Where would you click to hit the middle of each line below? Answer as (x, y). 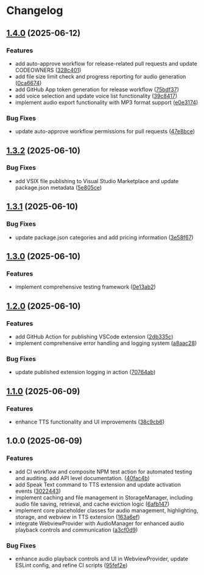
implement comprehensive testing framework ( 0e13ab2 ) (86, 287)
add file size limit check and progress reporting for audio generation (100, 76)
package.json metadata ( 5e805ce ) (58, 187)
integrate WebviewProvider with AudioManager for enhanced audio (100, 523)
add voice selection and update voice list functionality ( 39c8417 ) (96, 96)
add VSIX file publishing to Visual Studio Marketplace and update (97, 181)
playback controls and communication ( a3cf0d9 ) (76, 529)
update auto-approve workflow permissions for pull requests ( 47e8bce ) (105, 131)
